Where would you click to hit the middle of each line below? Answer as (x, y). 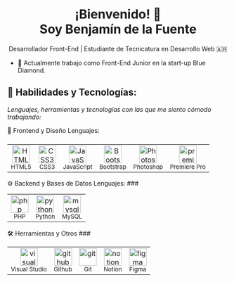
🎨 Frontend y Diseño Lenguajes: (53, 130)
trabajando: (24, 117)
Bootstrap (113, 167)
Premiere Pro (188, 167)
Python (45, 216)
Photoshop (148, 167)
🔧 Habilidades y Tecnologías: (72, 92)
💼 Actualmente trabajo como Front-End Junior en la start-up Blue (111, 63)
